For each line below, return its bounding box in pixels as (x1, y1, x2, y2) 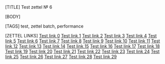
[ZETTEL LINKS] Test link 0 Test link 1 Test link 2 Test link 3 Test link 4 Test (5, 33, 157, 38)
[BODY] (5, 14, 21, 19)
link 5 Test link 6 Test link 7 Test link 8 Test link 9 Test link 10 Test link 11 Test (5, 38, 160, 44)
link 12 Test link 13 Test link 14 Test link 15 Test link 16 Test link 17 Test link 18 (5, 43, 160, 49)
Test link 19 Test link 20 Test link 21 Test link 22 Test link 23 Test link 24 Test (5, 49, 160, 54)
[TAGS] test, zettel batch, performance (5, 23, 84, 29)
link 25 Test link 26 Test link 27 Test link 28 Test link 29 (5, 54, 117, 60)
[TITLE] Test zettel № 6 (5, 4, 53, 10)
